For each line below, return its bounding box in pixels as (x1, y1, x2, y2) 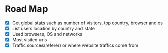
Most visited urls (12, 37, 47, 43)
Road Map (5, 3, 49, 15)
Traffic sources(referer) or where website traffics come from (12, 42, 139, 48)
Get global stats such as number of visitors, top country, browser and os (12, 20, 163, 26)
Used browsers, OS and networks (12, 31, 83, 37)
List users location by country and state (12, 26, 95, 31)
